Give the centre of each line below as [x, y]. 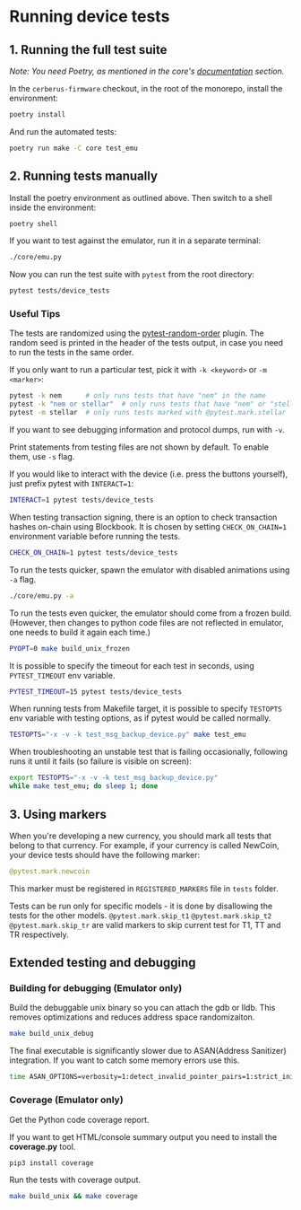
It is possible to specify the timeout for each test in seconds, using [132, 665]
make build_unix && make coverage [74, 1197]
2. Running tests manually [84, 176]
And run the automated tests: [63, 131]
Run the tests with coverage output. [75, 1180]
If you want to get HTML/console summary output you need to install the [143, 1136]
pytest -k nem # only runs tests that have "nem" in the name [138, 396]
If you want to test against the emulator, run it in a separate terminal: [135, 241]
